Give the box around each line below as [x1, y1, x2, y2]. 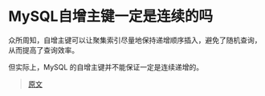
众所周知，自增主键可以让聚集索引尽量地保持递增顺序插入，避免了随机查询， [8, 35, 262, 45]
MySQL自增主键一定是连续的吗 [8, 7, 214, 26]
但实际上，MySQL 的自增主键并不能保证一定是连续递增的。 [8, 62, 204, 72]
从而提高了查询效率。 [8, 45, 79, 54]
